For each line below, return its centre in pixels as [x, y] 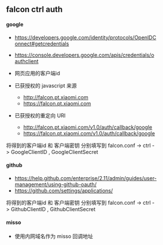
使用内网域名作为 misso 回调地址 [54, 236]
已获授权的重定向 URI [40, 116]
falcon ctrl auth [34, 10]
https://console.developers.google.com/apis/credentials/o [84, 55]
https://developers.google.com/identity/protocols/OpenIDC [86, 37]
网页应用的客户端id [38, 73]
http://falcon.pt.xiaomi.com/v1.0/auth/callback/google [88, 127]
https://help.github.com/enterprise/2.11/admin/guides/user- [86, 178]
